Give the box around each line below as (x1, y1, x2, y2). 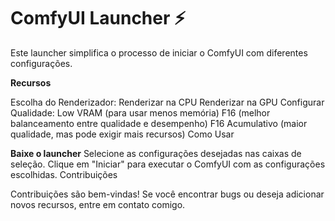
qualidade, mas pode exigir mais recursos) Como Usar (10, 128, 235, 140)
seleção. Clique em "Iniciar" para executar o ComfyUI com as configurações (10, 158, 326, 170)
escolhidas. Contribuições (10, 168, 118, 180)
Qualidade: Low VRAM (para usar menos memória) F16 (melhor (10, 106, 271, 119)
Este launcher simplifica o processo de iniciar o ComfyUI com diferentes (10, 46, 308, 59)
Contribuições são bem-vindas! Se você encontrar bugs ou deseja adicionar (10, 188, 325, 200)
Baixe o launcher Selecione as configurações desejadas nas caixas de (10, 147, 302, 159)
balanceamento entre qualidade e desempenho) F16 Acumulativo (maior (10, 117, 308, 129)
